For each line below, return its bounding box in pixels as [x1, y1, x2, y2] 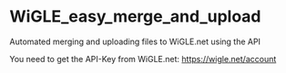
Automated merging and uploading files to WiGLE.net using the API [9, 36, 261, 47]
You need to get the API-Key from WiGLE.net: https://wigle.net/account [9, 53, 277, 64]
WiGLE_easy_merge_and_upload [9, 6, 261, 27]
